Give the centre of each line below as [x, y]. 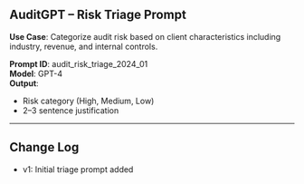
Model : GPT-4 [36, 73]
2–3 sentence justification [71, 110]
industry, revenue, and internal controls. [84, 46]
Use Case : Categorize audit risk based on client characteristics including [145, 36]
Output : [24, 83]
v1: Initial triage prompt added [78, 169]
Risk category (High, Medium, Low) [88, 101]
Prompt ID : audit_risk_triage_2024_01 [79, 63]
